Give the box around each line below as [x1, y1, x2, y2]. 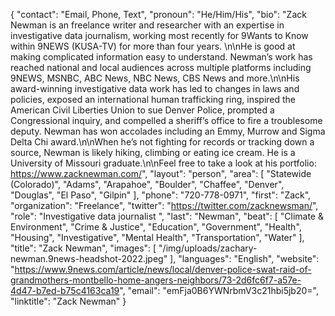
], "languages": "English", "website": [169, 253, 320, 264]
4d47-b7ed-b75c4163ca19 [10, 285, 120, 296]
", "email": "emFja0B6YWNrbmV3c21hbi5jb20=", [119, 285, 319, 296]
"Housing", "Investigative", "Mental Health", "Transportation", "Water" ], [10, 232, 305, 243]
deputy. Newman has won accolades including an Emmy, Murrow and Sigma [10, 125, 326, 137]
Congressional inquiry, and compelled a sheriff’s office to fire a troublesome [10, 115, 323, 126]
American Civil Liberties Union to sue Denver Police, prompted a [10, 104, 275, 116]
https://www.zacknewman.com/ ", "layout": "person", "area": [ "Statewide [10, 168, 312, 179]
